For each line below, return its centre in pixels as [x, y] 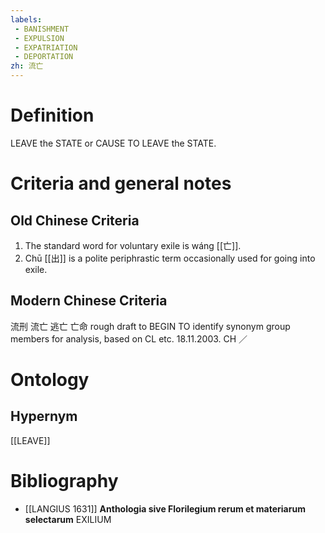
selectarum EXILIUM [68, 519]
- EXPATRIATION [46, 47]
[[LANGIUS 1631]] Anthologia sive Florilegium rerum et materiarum [165, 508]
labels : [26, 19]
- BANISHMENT [42, 29]
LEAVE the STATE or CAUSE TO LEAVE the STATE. [113, 143]
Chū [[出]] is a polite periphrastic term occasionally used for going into [170, 258]
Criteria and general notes [121, 183]
